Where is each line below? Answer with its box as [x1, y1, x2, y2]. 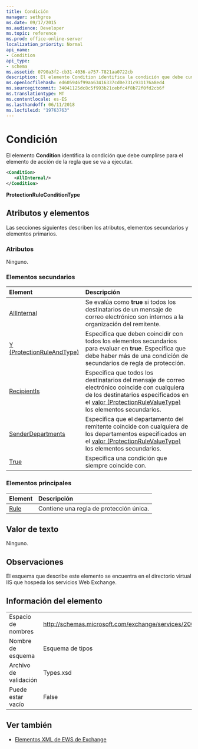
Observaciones [6, 557, 64, 567]
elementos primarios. [6, 230, 58, 237]
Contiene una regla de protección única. [38, 504, 149, 512]
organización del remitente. [85, 320, 161, 329]
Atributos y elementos [6, 208, 90, 218]
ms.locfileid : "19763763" [6, 107, 70, 113]
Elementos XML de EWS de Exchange [14, 735, 107, 743]
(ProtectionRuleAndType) [9, 348, 80, 356]
